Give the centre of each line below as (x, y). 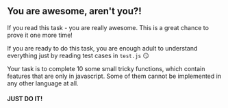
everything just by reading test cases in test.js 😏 (78, 55)
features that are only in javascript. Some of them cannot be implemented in (114, 76)
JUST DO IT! (25, 99)
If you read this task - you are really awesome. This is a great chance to (108, 27)
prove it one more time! (40, 35)
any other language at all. (43, 83)
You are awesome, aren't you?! (74, 11)
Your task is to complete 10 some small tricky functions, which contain (106, 68)
